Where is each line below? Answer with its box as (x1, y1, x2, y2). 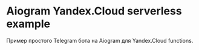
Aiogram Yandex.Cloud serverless (6, 4, 183, 18)
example (6, 17, 51, 31)
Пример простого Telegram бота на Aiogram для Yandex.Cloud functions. (6, 37, 194, 44)
